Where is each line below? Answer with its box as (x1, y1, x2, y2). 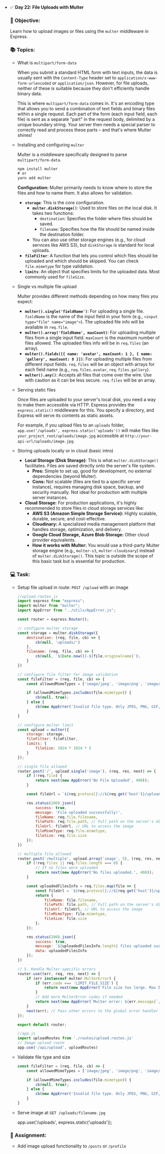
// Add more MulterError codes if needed (35, 995, 123, 1000)
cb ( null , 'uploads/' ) (35, 640, 81, 645)
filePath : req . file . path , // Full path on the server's (35, 819, 154, 824)
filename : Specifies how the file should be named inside (39, 226, 155, 232)
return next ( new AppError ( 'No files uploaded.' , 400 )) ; (35, 870, 154, 875)
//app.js (17, 1031, 36, 1036)
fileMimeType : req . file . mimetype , (35, 828, 107, 833)
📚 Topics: (9, 46, 35, 53)
